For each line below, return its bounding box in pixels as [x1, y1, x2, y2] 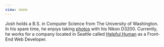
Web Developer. [14, 36, 47, 42]
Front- [147, 31, 160, 37]
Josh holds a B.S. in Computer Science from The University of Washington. [5, 21, 159, 26]
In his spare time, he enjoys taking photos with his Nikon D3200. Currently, [5, 25, 158, 32]
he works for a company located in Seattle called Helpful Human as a [5, 31, 146, 37]
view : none [5, 7, 28, 12]
